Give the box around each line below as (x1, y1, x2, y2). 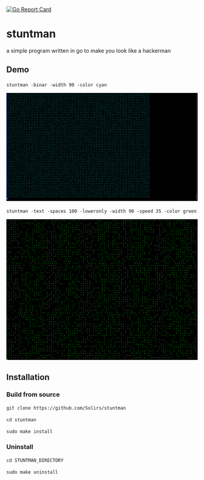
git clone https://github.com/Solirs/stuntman (6, 405, 126, 411)
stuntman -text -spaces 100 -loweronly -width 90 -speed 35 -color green (6, 208, 197, 215)
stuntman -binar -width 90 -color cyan (6, 82, 107, 88)
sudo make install (6, 428, 53, 435)
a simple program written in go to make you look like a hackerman (6, 47, 171, 54)
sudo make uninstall (6, 469, 59, 476)
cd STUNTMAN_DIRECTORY (6, 458, 64, 464)
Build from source (6, 390, 60, 399)
